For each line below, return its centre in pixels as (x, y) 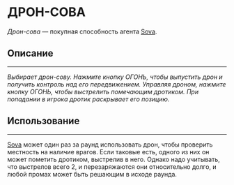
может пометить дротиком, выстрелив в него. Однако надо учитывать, (114, 159)
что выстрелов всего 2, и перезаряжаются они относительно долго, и (112, 166)
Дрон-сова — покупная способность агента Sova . (82, 31)
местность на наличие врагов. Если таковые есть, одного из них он (108, 151)
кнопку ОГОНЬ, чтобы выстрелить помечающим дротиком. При (103, 91)
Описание (30, 53)
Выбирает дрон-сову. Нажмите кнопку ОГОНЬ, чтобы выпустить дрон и (115, 77)
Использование (44, 121)
